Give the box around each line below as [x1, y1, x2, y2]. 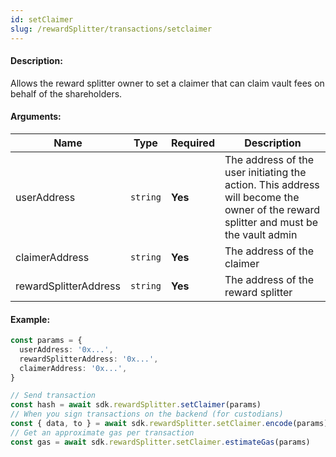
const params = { [10, 336, 83, 346]
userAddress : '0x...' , [19, 344, 114, 355]
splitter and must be [224, 215, 319, 229]
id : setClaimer [10, 14, 74, 25]
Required [171, 136, 215, 150]
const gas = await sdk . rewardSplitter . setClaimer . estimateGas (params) [10, 437, 311, 447]
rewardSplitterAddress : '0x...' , [19, 354, 159, 364]
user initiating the [224, 165, 307, 179]
